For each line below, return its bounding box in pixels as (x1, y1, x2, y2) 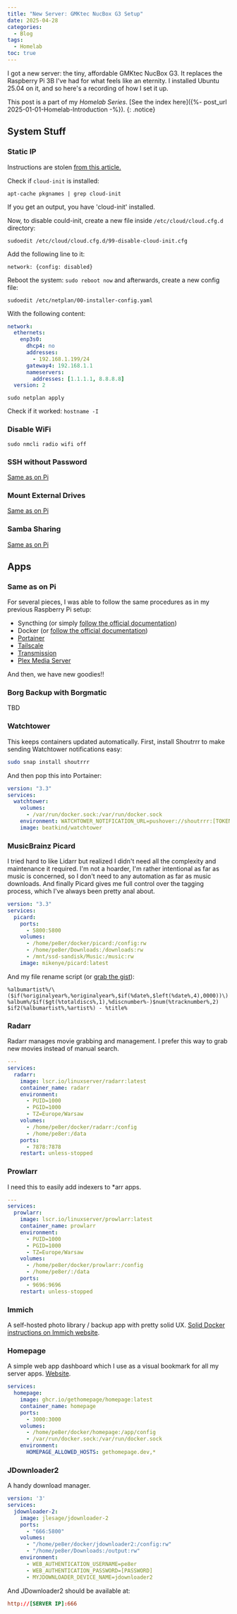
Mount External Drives (7, 490, 86, 500)
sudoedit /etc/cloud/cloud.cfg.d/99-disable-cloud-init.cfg (7, 237, 188, 244)
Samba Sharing (7, 524, 61, 534)
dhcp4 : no (25, 343, 55, 350)
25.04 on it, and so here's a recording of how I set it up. (7, 84, 169, 92)
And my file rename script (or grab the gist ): (7, 972, 135, 981)
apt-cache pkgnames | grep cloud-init (7, 190, 121, 198)
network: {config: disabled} (7, 263, 93, 270)
